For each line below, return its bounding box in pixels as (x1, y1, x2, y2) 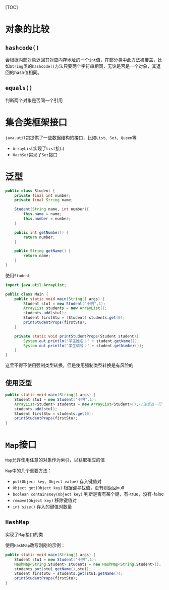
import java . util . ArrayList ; (5, 282, 67, 287)
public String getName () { (14, 248, 71, 254)
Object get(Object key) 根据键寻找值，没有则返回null (12, 485, 125, 491)
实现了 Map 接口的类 (5, 531, 43, 537)
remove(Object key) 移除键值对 (12, 497, 77, 503)
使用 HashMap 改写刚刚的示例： (5, 542, 66, 548)
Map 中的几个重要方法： (5, 468, 52, 474)
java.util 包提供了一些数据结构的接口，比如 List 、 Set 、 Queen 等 (5, 134, 137, 141)
